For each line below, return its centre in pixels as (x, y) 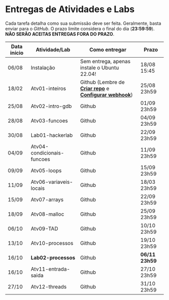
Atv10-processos (52, 243)
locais (38, 188)
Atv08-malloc (48, 214)
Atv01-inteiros (49, 88)
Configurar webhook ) (107, 94)
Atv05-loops (46, 170)
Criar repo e (95, 88)
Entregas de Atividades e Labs (70, 9)
